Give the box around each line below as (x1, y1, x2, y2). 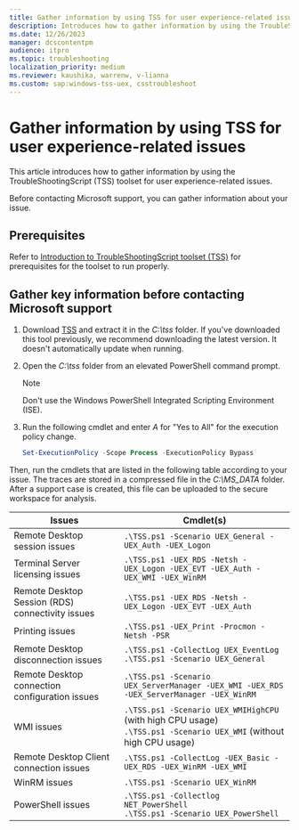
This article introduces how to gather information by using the (9, 166, 236, 176)
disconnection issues (13, 654, 102, 666)
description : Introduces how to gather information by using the (9, 21, 256, 30)
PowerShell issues (13, 799, 91, 811)
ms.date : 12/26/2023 (9, 29, 86, 38)
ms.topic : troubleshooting (9, 54, 109, 63)
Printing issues (13, 625, 76, 638)
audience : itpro (9, 46, 69, 55)
